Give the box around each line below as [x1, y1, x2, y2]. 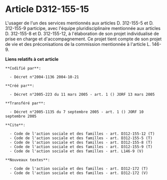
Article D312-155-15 [5, 3, 89, 15]
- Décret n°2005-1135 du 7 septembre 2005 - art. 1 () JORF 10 [9, 109, 144, 114]
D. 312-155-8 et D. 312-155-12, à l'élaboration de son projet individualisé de [5, 30, 160, 36]
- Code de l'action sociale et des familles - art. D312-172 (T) [9, 166, 149, 171]
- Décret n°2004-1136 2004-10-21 [9, 74, 79, 79]
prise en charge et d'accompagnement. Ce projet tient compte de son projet [5, 36, 162, 42]
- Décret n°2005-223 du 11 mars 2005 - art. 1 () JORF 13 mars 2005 [9, 92, 155, 97]
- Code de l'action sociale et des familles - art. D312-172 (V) [9, 171, 149, 176]
